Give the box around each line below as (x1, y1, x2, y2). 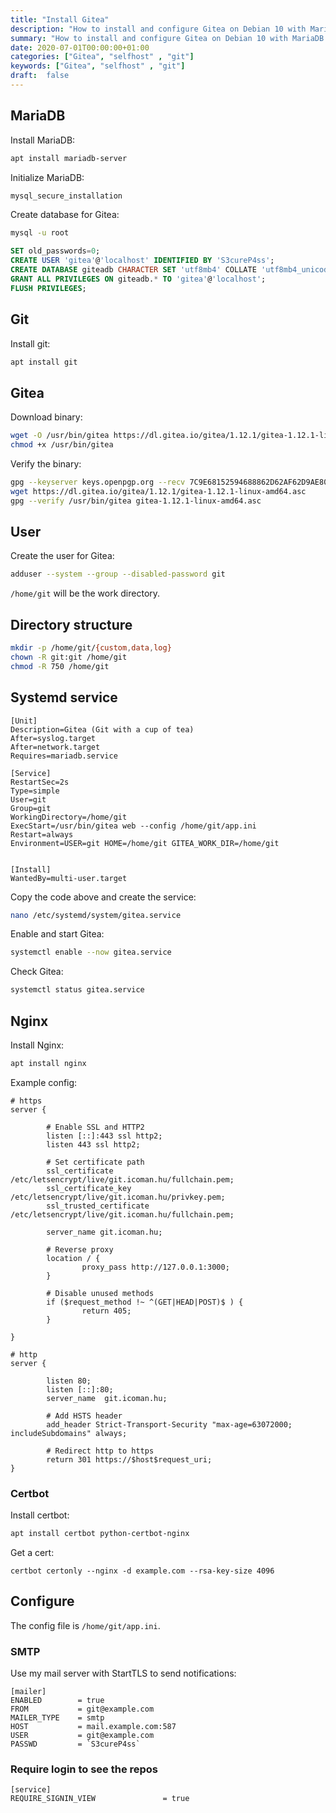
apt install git (10, 357, 78, 367)
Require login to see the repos (10, 1762, 159, 1776)
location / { (46, 1253, 101, 1263)
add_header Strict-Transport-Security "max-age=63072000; (46, 1419, 293, 1430)
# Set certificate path (46, 1157, 145, 1167)
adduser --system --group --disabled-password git (10, 569, 226, 580)
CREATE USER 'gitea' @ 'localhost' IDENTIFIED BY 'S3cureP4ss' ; (10, 256, 275, 266)
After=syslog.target (10, 733, 97, 743)
